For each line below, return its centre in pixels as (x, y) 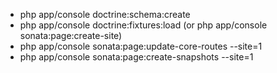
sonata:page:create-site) (71, 35)
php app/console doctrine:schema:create (105, 14)
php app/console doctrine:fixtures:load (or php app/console (143, 25)
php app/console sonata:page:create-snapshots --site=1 (136, 57)
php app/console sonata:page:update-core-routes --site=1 (141, 46)
